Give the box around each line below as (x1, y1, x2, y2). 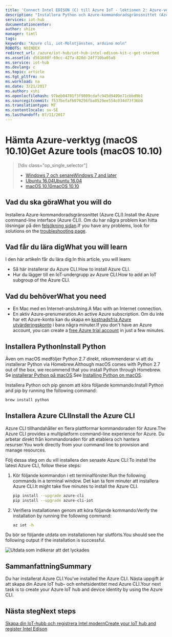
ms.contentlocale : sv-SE (5, 108, 58, 113)
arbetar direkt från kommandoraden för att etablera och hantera (5, 436, 140, 442)
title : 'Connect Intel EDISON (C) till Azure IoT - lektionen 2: (5, 7, 147, 13)
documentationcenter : (5, 22, 52, 27)
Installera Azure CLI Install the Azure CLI (5, 412, 135, 420)
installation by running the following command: (12, 512, 112, 519)
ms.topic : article (5, 70, 45, 75)
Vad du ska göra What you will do (5, 198, 112, 207)
